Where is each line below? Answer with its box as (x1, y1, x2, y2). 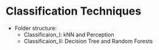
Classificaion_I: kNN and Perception (23, 30, 114, 38)
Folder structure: (14, 24, 57, 32)
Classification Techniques (6, 4, 142, 18)
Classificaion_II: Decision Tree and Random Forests (23, 37, 153, 45)
